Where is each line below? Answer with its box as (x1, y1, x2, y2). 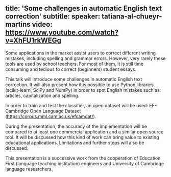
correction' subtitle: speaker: (5, 12, 101, 21)
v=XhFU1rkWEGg (5, 36, 61, 45)
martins (5, 20, 31, 29)
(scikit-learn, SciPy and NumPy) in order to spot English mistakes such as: (5, 87, 161, 93)
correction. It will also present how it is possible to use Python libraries (5, 82, 154, 88)
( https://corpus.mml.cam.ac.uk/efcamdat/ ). (5, 113, 96, 120)
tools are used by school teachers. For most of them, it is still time (5, 61, 144, 67)
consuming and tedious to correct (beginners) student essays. (5, 66, 137, 72)
